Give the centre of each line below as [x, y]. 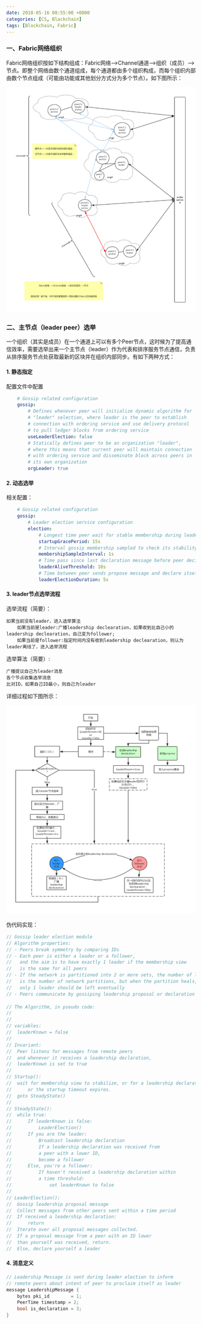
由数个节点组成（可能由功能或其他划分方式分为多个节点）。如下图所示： [94, 78]
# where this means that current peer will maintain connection [110, 450]
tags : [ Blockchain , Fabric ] [41, 25]
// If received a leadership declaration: [62, 1217]
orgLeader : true [48, 469]
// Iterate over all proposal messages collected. [72, 1230]
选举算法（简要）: [28, 658]
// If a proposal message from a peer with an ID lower [79, 1236]
